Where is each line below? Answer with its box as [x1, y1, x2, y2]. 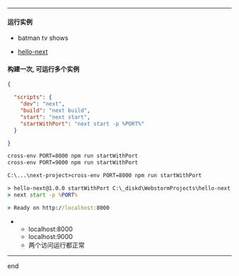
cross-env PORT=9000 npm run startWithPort [7, 159, 139, 166]
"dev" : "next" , [20, 100, 65, 107]
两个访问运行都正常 [28, 240, 85, 249]
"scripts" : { [14, 94, 53, 101]
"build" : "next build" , [20, 107, 91, 115]
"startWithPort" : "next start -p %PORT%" [20, 120, 144, 127]
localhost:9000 [28, 232, 73, 240]
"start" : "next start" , [20, 113, 91, 121]
